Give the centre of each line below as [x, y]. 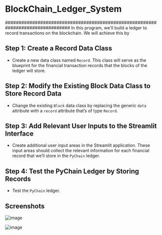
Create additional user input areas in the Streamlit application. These [81, 145]
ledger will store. [29, 70]
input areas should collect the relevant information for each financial [81, 151]
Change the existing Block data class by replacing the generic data [79, 105]
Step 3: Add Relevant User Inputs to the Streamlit [81, 126]
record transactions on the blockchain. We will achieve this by [67, 33]
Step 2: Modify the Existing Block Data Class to [78, 86]
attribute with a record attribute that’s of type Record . [65, 111]
